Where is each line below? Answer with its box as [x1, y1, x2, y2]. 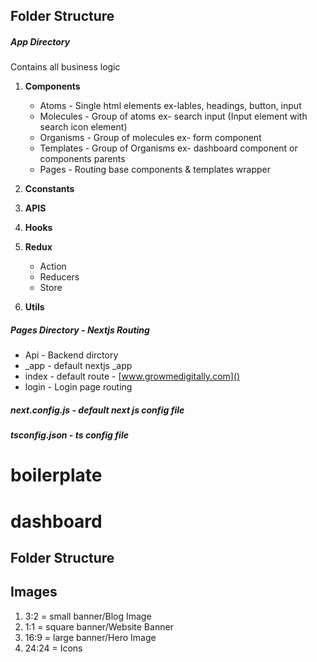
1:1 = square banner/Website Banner [24, 620, 174, 633]
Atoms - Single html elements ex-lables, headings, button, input [39, 100, 302, 112]
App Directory [10, 35, 71, 48]
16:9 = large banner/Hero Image [24, 631, 157, 643]
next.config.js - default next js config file [10, 404, 185, 416]
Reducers [39, 271, 80, 283]
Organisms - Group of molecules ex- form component [39, 132, 262, 144]
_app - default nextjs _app [24, 360, 133, 372]
